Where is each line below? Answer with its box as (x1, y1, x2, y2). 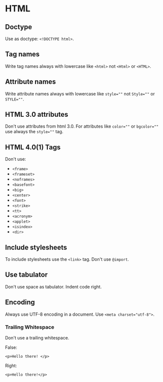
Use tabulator (5, 271, 48, 279)
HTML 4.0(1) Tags (5, 143, 61, 151)
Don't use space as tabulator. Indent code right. (5, 284, 102, 289)
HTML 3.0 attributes (5, 110, 68, 119)
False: (5, 344, 17, 350)
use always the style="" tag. (5, 129, 64, 135)
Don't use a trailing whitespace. (5, 334, 69, 340)
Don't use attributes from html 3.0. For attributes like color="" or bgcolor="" (5, 123, 159, 129)
